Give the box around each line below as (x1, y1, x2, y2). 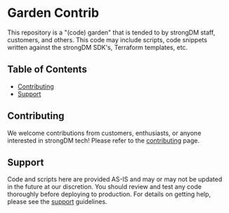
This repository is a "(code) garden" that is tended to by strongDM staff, (7, 28, 216, 37)
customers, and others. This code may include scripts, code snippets (7, 35, 207, 44)
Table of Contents (7, 63, 88, 75)
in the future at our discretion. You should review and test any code (7, 183, 202, 191)
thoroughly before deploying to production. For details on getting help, (7, 190, 211, 198)
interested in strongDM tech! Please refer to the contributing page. (7, 136, 200, 145)
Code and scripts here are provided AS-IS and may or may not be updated (7, 175, 223, 183)
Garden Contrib (7, 5, 100, 21)
